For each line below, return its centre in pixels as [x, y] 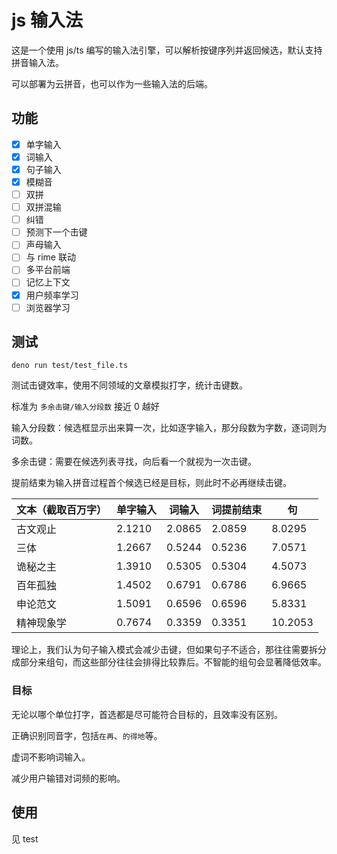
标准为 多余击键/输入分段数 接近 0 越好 [85, 407]
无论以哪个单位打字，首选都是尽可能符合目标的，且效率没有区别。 [147, 714]
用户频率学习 [52, 295]
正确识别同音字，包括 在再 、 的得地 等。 [87, 735]
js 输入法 [47, 20]
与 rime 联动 [50, 257]
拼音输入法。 [37, 62]
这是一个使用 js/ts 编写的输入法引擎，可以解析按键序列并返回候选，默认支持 [167, 50]
